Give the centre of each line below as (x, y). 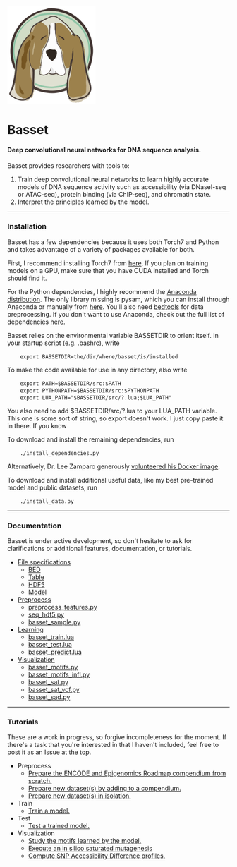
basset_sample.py (54, 622)
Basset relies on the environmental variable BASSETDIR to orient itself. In (113, 335)
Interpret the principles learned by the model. (83, 202)
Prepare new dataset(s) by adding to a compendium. (104, 789)
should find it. (27, 278)
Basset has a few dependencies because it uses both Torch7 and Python (113, 242)
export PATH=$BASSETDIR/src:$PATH (71, 383)
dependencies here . (36, 322)
